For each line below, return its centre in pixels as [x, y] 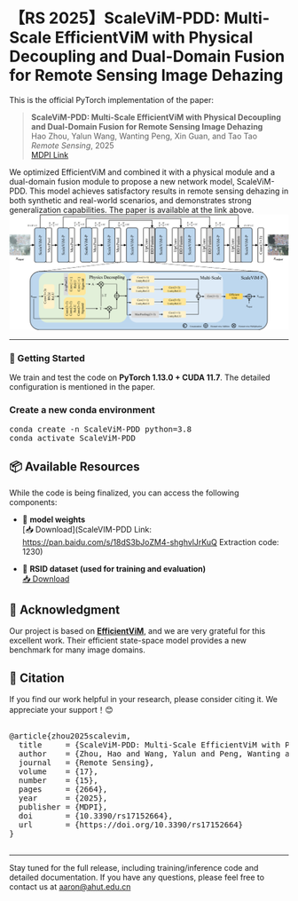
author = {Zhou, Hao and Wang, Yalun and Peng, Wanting [149, 754]
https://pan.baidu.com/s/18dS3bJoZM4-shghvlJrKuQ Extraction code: [150, 541]
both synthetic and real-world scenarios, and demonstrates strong [130, 200]
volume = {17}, [59, 772]
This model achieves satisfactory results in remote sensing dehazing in [159, 191]
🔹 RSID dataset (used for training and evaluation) [114, 568]
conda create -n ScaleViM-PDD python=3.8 [101, 429]
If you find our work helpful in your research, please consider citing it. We [143, 699]
